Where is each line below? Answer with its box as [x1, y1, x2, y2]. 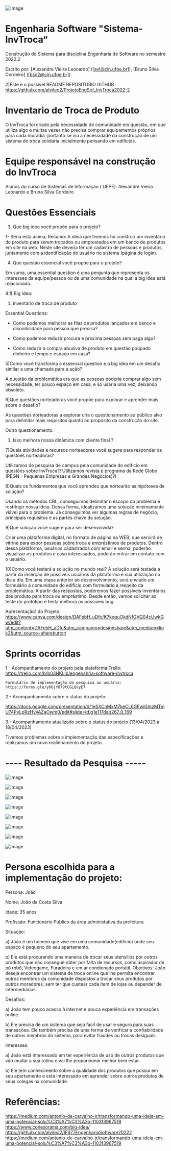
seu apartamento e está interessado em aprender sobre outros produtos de [5, 1072, 164, 1079]
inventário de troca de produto [12, 300, 77, 306]
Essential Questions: [5, 310, 48, 316]
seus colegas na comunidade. [5, 1078, 68, 1084]
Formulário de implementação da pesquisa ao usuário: [5, 680, 123, 685]
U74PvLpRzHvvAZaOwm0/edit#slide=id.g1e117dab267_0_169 [5, 708, 132, 715]
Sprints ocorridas [5, 648, 81, 659]
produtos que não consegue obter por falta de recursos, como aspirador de [5, 959, 165, 965]
